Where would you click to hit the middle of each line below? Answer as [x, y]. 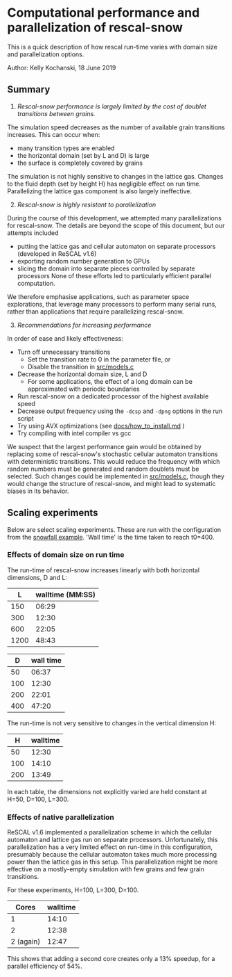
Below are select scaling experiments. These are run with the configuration [114, 529]
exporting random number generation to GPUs [83, 261]
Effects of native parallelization [61, 817]
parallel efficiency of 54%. [45, 966]
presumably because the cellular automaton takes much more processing [112, 855]
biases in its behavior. [38, 491]
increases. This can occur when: [54, 134]
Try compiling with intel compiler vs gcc [74, 433]
